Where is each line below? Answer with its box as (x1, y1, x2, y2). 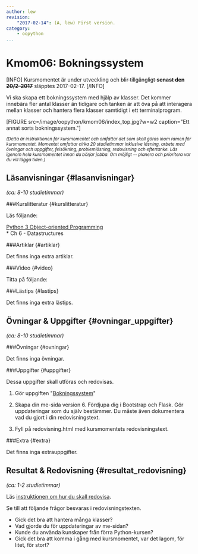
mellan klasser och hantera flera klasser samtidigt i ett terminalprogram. (6, 107, 183, 114)
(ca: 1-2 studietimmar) (6, 481, 61, 489)
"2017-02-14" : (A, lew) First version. (17, 20, 116, 26)
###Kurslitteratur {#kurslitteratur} (6, 200, 89, 207)
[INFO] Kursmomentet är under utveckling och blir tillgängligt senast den (6, 76, 185, 83)
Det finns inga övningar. (6, 355, 65, 362)
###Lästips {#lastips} (6, 287, 59, 295)
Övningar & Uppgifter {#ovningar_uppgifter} (6, 316, 174, 326)
